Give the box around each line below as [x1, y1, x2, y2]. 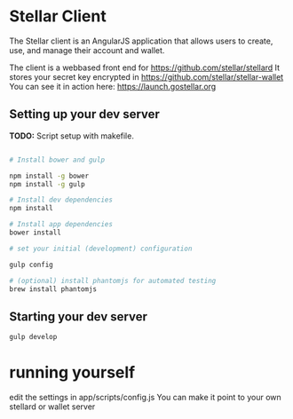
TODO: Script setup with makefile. [9, 130, 135, 141]
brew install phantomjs [9, 284, 98, 294]
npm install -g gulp [9, 179, 86, 188]
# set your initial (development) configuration [9, 244, 193, 253]
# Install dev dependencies [9, 195, 114, 205]
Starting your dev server [9, 309, 148, 324]
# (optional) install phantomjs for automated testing [9, 276, 217, 285]
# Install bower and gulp [9, 155, 105, 164]
